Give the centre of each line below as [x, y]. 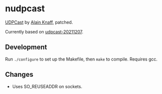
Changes [19, 75]
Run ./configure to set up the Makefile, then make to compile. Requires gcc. [81, 59]
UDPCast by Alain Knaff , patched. [39, 22]
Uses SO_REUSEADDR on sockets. [47, 86]
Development [26, 47]
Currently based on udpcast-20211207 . [44, 31]
